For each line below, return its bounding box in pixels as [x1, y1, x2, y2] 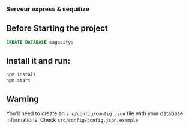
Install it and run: [6, 56, 71, 66]
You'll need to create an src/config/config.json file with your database [6, 110, 184, 117]
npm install [6, 71, 36, 78]
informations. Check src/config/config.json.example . [6, 116, 140, 123]
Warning [6, 94, 39, 104]
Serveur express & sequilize [6, 5, 90, 13]
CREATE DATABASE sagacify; [6, 39, 74, 45]
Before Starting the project [6, 23, 108, 34]
